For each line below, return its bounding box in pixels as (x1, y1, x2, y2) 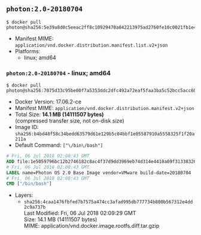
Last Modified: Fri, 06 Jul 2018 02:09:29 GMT (23, 209, 136, 217)
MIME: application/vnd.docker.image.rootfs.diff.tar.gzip (23, 222, 160, 230)
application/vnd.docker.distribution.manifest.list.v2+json (14, 42, 168, 48)
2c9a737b (23, 205, 46, 210)
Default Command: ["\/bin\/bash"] (14, 142, 103, 149)
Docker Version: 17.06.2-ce (14, 98, 82, 105)
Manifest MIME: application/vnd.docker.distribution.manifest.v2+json (14, 105, 194, 112)
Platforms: (14, 47, 41, 54)
